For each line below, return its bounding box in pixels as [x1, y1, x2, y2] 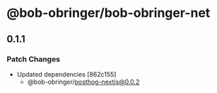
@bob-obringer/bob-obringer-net [6, 5, 211, 21]
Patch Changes [6, 54, 61, 64]
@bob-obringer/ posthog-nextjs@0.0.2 [27, 77, 140, 86]
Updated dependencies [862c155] [16, 70, 117, 78]
